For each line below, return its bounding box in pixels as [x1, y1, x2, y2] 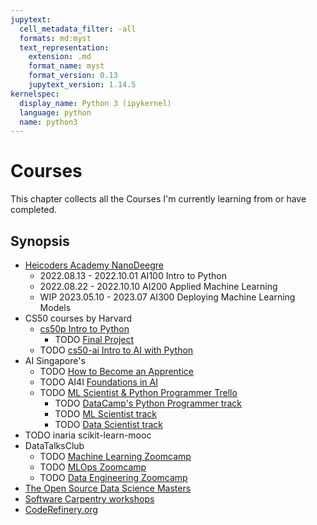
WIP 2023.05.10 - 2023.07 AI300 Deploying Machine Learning [39, 291, 296, 303]
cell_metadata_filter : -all [19, 24, 137, 34]
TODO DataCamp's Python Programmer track [54, 397, 243, 409]
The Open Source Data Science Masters [24, 482, 192, 494]
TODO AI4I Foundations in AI [39, 376, 158, 388]
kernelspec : [10, 89, 60, 99]
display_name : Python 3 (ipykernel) [19, 98, 172, 108]
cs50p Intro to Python [39, 323, 130, 335]
